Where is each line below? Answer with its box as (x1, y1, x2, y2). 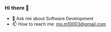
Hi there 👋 (5, 4, 30, 11)
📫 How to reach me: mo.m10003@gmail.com (12, 21, 106, 27)
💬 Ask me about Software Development (12, 16, 94, 22)
